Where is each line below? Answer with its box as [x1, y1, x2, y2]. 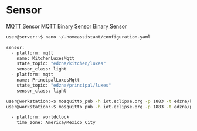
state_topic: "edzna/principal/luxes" [16, 82, 111, 88]
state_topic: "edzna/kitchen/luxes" [16, 61, 107, 67]
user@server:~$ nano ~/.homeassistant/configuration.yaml [6, 34, 151, 40]
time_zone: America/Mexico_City [16, 120, 96, 126]
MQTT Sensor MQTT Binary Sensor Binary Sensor [6, 23, 127, 30]
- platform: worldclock [11, 114, 69, 120]
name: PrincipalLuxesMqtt [16, 77, 80, 83]
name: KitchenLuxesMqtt [16, 55, 75, 61]
